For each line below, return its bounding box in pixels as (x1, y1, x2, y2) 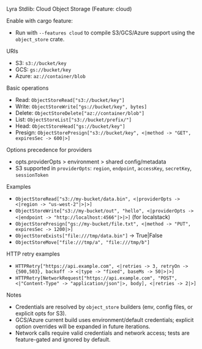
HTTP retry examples (6, 250, 60, 257)
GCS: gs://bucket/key (15, 66, 72, 73)
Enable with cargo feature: (6, 17, 73, 24)
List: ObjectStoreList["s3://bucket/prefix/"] (15, 116, 132, 123)
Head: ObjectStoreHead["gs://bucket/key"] (15, 122, 125, 130)
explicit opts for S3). (15, 310, 67, 317)
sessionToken (15, 172, 49, 178)
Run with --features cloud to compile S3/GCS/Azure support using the (15, 29, 195, 36)
